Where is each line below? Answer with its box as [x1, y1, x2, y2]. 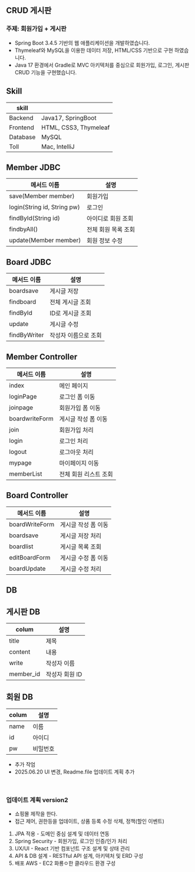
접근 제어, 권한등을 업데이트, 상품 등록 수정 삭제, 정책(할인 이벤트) [14, 818, 165, 825]
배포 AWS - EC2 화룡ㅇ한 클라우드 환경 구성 [14, 860, 116, 867]
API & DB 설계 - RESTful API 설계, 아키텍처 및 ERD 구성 [14, 853, 144, 860]
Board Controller [6, 491, 68, 501]
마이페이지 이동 [59, 459, 99, 467]
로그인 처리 [59, 437, 88, 445]
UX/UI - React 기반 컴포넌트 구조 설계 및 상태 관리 [14, 845, 130, 852]
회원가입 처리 [59, 426, 94, 434]
